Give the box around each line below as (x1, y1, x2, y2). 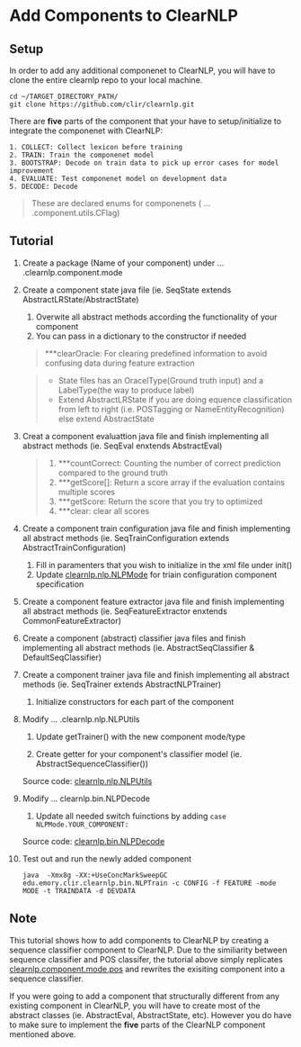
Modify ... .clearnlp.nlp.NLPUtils (22, 713, 141, 725)
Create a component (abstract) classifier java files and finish (22, 632, 246, 644)
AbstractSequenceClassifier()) (35, 758, 149, 769)
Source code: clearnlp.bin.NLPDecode (22, 835, 165, 846)
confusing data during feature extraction (44, 357, 195, 368)
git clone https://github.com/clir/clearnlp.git (9, 100, 195, 109)
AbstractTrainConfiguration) (22, 542, 127, 553)
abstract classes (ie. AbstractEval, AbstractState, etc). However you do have (9, 1009, 292, 1020)
